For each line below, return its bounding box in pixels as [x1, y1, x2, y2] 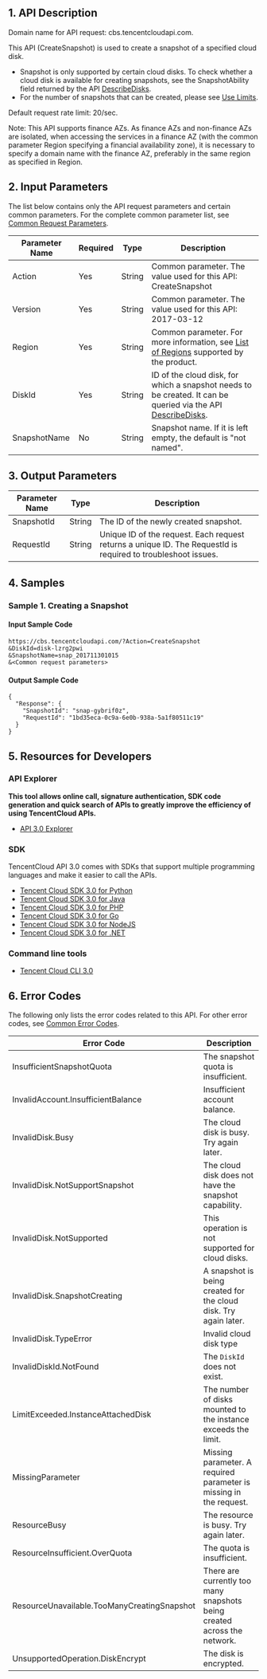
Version [12, 303, 41, 314]
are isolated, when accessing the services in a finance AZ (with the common [8, 132, 258, 141]
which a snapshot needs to [151, 379, 252, 390]
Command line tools [8, 948, 87, 959]
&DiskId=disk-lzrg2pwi [8, 644, 83, 652]
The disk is [203, 1648, 244, 1659]
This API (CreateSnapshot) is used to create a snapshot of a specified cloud [8, 43, 257, 53]
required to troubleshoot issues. [99, 549, 219, 560]
